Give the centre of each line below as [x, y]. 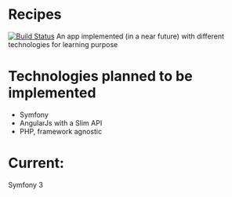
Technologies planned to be [101, 77]
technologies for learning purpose [63, 44]
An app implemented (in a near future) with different [140, 36]
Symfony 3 [25, 184]
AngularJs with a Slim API [61, 122]
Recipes [35, 15]
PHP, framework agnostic [61, 131]
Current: [36, 163]
